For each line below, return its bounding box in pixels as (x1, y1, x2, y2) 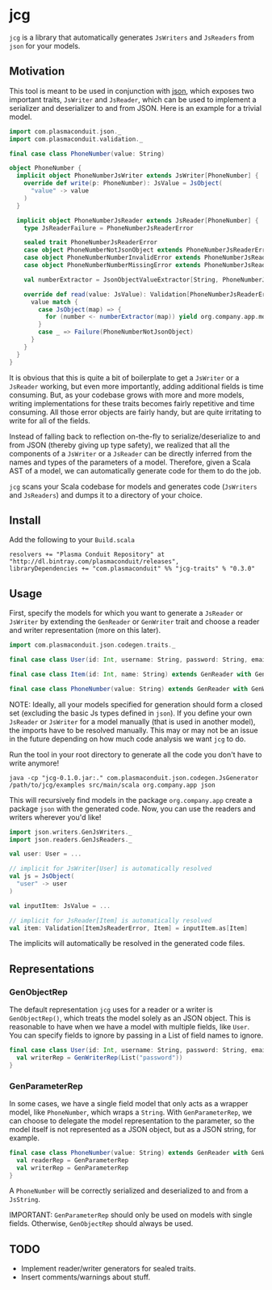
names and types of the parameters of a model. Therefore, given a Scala (9, 457, 251, 467)
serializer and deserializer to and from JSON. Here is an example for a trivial (9, 103, 262, 112)
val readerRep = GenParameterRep (16, 1156, 129, 1165)
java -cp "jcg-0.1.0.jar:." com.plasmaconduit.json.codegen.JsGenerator (9, 774, 259, 782)
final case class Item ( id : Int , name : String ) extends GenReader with (9, 670, 252, 678)
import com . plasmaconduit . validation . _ (9, 135, 144, 143)
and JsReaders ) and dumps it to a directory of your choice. (9, 490, 203, 499)
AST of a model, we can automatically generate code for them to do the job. (9, 465, 262, 475)
